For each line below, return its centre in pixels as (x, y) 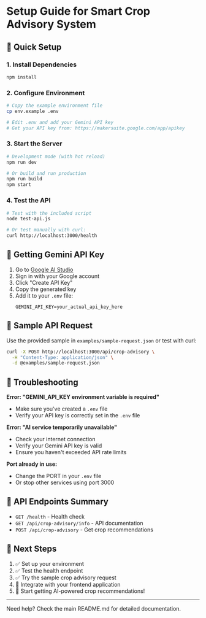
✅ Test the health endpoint (49, 570)
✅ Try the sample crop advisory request (66, 577)
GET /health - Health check (50, 516)
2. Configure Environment (46, 93)
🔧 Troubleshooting (42, 382)
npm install (21, 77)
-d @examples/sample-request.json (56, 363)
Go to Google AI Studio (44, 269)
